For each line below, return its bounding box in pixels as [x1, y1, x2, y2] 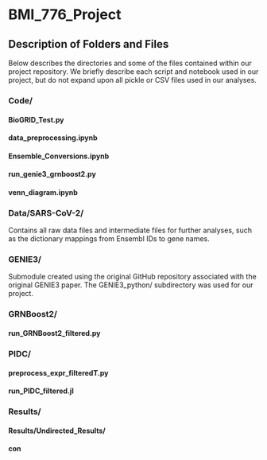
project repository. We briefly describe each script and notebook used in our [8, 67, 259, 76]
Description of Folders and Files [8, 37, 169, 51]
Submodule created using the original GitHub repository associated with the [8, 272, 257, 282]
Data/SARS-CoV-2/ [8, 207, 84, 218]
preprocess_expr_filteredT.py [8, 368, 109, 377]
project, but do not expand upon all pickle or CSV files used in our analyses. [8, 76, 257, 84]
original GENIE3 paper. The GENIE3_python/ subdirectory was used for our [8, 280, 253, 290]
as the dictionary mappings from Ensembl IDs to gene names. [8, 234, 211, 244]
